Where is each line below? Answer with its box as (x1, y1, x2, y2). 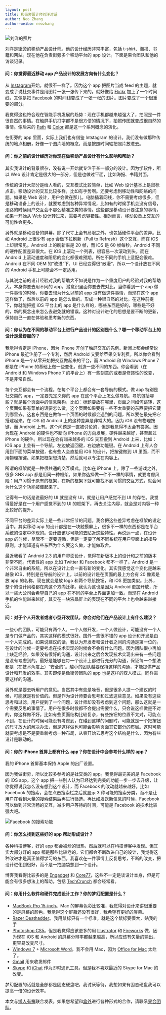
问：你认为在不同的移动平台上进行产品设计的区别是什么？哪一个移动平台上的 (5, 327, 161, 333)
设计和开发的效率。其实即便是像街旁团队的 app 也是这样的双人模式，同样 (5, 670, 154, 676)
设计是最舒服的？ (5, 333, 40, 339)
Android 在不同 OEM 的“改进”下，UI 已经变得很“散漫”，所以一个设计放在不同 (5, 260, 161, 266)
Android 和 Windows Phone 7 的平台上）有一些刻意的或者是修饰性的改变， (5, 370, 157, 376)
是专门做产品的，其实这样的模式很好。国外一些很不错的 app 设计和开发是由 (5, 633, 158, 639)
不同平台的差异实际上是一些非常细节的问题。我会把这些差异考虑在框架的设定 (5, 517, 161, 523)
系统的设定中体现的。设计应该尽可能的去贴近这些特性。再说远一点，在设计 (5, 529, 157, 536)
